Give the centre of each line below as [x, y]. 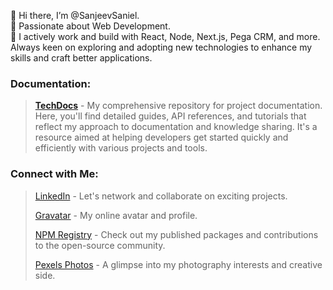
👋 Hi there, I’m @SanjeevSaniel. [75, 15]
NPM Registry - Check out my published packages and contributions [176, 234]
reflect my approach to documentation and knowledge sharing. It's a [176, 127]
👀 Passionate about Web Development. [90, 26]
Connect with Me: [54, 174]
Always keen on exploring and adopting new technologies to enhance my [161, 47]
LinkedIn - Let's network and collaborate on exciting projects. [161, 196]
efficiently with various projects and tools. [121, 148]
